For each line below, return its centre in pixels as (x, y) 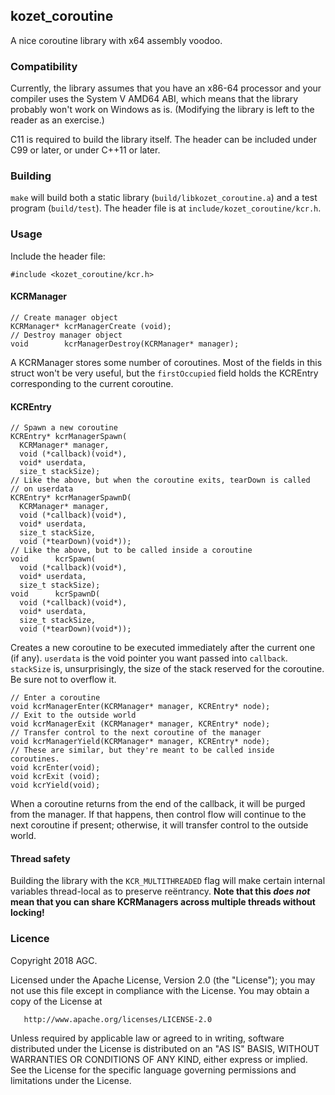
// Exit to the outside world (73, 715)
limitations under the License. (71, 1080)
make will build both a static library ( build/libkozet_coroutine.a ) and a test (164, 198)
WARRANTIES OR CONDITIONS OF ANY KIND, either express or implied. (159, 1059)
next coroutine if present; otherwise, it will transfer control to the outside (159, 825)
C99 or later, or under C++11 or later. (85, 150)
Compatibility (44, 66)
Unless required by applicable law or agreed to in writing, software (147, 1038)
